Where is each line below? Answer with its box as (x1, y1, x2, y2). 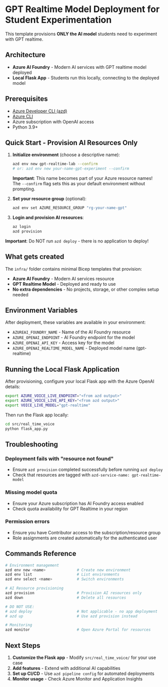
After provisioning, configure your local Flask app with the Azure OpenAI (5, 378, 154, 385)
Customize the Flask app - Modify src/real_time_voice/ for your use (12, 654, 156, 660)
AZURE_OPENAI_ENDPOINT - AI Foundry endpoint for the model (12, 334, 135, 340)
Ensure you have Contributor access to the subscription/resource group (12, 529, 161, 535)
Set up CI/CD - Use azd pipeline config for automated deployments (12, 670, 154, 676)
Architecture (5, 51, 46, 59)
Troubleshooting (5, 440, 58, 448)
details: (5, 384, 20, 390)
